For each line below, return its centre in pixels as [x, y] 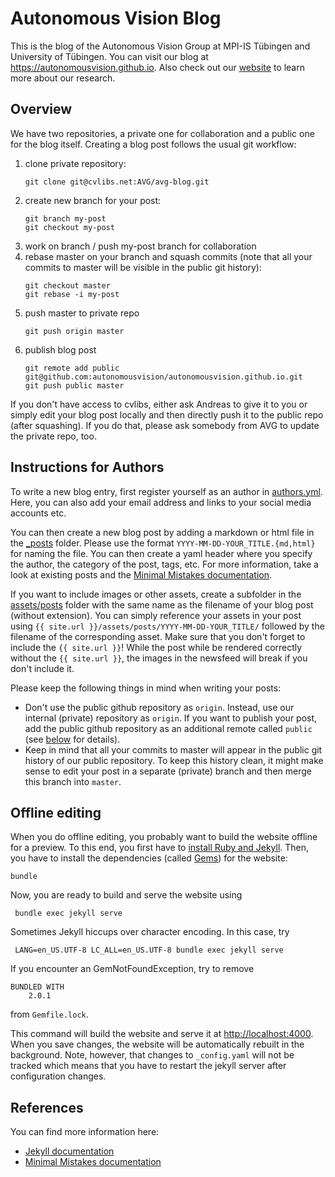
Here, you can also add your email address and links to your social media [161, 502]
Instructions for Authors [87, 467]
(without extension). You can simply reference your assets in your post [156, 615]
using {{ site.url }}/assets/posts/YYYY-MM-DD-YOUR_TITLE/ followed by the [167, 626]
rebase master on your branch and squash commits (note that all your [168, 256]
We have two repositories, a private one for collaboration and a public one [162, 133]
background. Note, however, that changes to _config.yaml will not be [152, 1055]
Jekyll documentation [69, 1151]
